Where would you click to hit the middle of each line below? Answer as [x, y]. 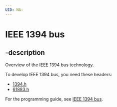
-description [25, 53]
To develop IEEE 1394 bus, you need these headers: [59, 74]
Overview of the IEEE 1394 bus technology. [49, 65]
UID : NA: [14, 10]
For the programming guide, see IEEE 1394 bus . [54, 99]
